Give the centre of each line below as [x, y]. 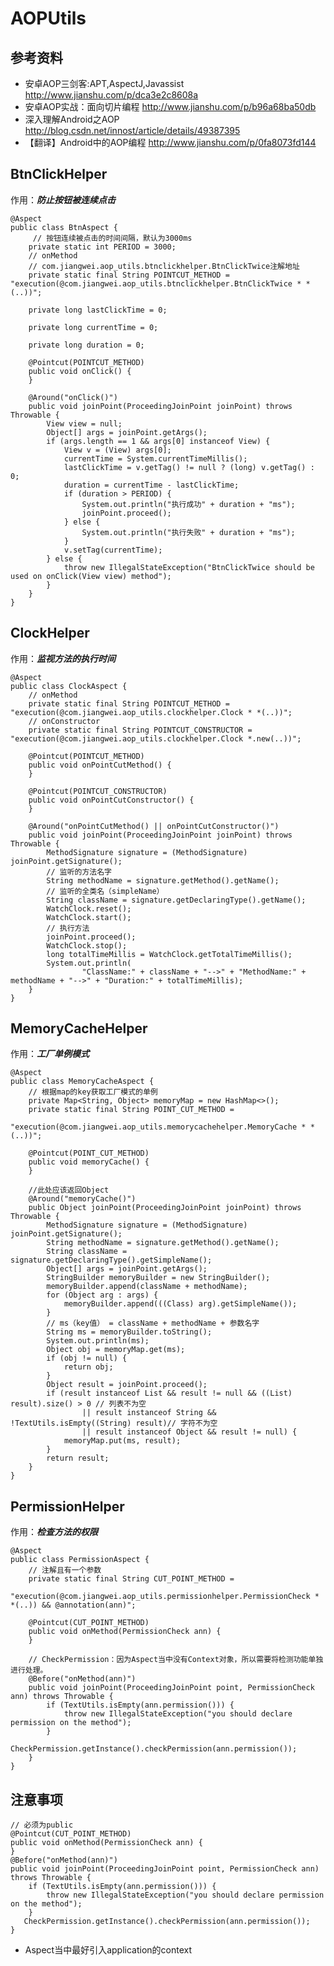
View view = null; [84, 423]
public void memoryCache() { [89, 1162]
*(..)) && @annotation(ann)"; [73, 1605]
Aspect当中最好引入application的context [108, 1950]
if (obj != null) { [87, 1358]
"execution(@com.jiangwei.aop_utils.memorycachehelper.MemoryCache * [158, 1127]
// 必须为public [42, 1825]
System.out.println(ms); [98, 1341]
